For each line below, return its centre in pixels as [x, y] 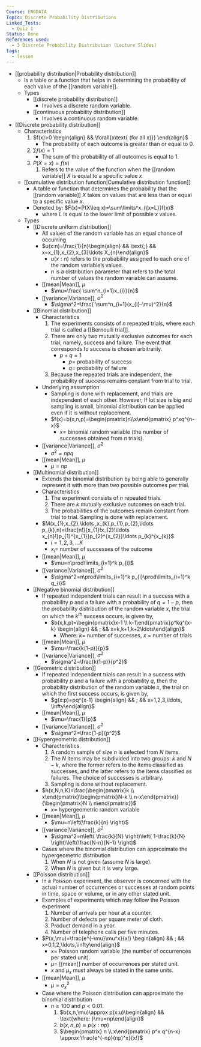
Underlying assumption [71, 387]
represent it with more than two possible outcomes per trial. [116, 485]
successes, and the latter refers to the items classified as [121, 771]
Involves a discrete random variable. [87, 105]
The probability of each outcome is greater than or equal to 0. [118, 144]
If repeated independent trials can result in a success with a [116, 596]
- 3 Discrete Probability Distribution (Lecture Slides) [84, 46]
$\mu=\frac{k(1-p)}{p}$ [80, 648]
